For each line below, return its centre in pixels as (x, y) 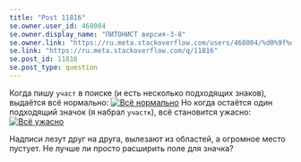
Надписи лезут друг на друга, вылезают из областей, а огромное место (148, 139)
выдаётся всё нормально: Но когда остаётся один (141, 102)
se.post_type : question (54, 68)
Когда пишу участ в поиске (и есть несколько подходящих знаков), (138, 93)
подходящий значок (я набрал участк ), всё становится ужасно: (130, 112)
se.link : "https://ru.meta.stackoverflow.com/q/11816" (114, 51)
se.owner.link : (38, 43)
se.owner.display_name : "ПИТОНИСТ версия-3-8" (98, 34)
